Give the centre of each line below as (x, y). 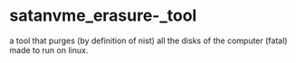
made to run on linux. (49, 49)
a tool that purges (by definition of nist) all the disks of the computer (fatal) (148, 40)
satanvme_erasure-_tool (103, 16)
